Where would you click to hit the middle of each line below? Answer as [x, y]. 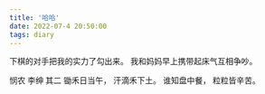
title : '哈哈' [35, 18]
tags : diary [32, 34]
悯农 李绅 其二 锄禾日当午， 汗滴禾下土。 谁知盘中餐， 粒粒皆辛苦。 [135, 80]
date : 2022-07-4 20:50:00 [58, 26]
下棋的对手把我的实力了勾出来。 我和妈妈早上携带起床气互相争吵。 [133, 61]
